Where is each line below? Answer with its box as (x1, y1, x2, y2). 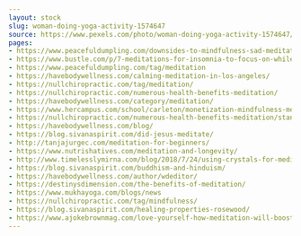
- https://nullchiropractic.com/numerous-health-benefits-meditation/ (8, 88, 279, 97)
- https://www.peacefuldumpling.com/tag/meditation (8, 64, 206, 73)
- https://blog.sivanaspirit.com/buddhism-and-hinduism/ (8, 163, 226, 172)
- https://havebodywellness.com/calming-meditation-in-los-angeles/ (8, 72, 270, 81)
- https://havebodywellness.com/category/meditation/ (8, 96, 215, 106)
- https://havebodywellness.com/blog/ (8, 122, 154, 131)
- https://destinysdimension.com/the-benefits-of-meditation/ (8, 180, 246, 189)
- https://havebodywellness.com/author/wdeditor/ (8, 171, 199, 180)
